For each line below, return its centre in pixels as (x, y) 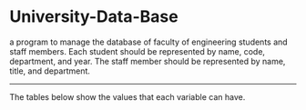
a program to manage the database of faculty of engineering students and (149, 42)
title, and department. (50, 71)
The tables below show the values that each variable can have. (127, 96)
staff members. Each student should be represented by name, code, (138, 51)
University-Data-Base (94, 17)
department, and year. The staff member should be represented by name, (148, 61)
